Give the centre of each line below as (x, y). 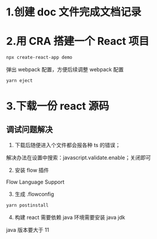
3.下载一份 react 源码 (58, 106)
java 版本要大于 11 (27, 230)
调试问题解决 (30, 130)
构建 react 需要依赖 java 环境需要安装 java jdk (70, 217)
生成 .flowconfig (34, 194)
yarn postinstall (27, 205)
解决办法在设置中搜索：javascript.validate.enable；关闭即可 (79, 158)
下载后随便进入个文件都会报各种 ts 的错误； (68, 145)
